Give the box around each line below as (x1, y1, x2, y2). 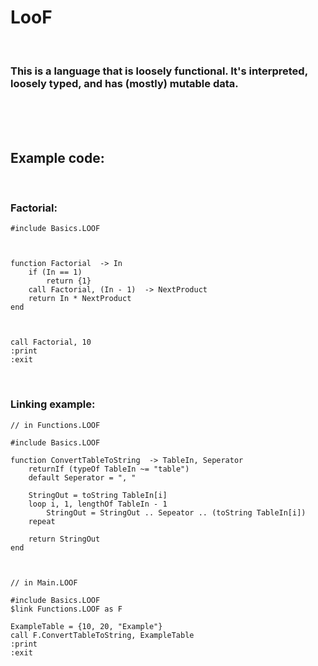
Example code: (10, 149, 105, 166)
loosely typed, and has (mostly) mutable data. (10, 76, 239, 90)
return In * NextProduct (28, 294, 132, 304)
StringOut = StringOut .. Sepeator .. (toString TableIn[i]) (46, 507, 307, 518)
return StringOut (28, 534, 101, 544)
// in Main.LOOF (10, 577, 78, 588)
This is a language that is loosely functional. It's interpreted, (10, 64, 308, 78)
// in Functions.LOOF (10, 420, 101, 430)
